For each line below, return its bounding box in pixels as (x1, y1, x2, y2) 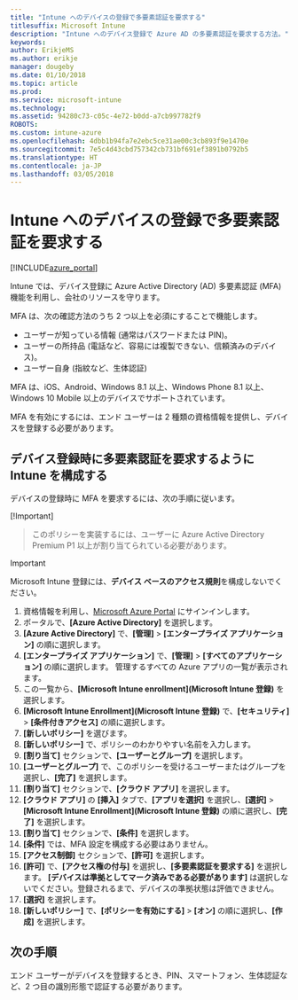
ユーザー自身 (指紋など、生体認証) (22, 363, 147, 373)
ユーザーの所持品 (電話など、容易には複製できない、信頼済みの (22, 340, 254, 351)
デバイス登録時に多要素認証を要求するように (10, 451, 255, 466)
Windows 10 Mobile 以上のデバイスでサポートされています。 (10, 393, 230, 403)
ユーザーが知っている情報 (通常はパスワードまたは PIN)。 (22, 330, 233, 340)
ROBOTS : (10, 121, 39, 129)
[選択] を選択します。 (22, 895, 101, 904)
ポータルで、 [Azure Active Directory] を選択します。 (22, 617, 218, 628)
